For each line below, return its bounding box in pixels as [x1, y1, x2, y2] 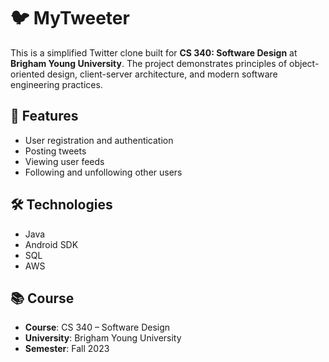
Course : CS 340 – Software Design [24, 321, 171, 334]
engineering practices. [10, 78, 103, 90]
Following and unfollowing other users [24, 166, 183, 178]
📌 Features [10, 108, 79, 125]
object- [289, 57, 320, 69]
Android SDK [24, 238, 79, 250]
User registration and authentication [24, 134, 174, 146]
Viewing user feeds [24, 155, 105, 167]
